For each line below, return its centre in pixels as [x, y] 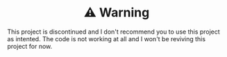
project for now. [30, 46]
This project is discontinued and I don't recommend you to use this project [113, 32]
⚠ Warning [117, 13]
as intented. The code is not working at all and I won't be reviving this [107, 38]
